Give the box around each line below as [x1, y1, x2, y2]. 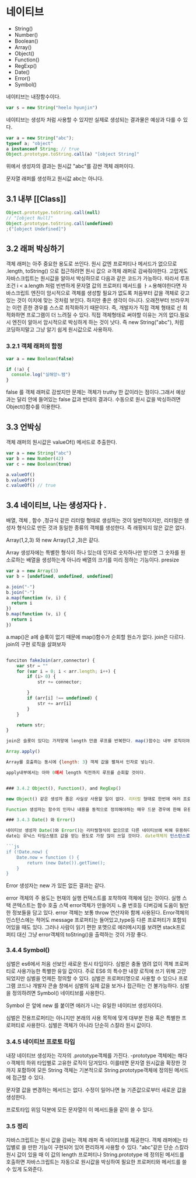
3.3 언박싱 [6, 422, 42, 432]
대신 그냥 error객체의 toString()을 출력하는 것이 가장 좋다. [16, 931, 148, 938]
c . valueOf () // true [6, 483, 57, 488]
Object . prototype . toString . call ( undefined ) [6, 221, 114, 226]
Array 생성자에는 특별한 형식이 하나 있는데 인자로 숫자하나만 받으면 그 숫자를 [6, 549, 180, 556]
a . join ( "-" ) [6, 584, 35, 590]
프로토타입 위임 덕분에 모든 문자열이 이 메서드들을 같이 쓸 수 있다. [6, 1106, 154, 1113]
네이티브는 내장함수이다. [6, 93, 61, 100]
